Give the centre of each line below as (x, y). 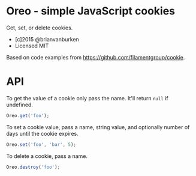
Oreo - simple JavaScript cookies (91, 11)
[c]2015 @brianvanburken (47, 39)
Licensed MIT (32, 46)
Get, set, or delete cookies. (40, 28)
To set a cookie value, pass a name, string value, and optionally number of (98, 127)
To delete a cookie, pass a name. (47, 156)
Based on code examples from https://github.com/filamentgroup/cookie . (96, 57)
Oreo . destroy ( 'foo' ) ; (33, 167)
